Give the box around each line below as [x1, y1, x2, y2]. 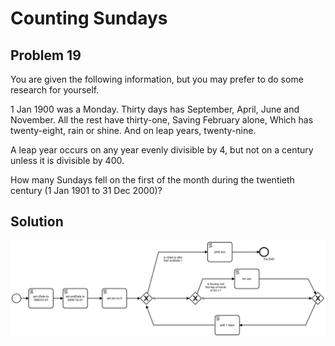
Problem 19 [10, 47, 82, 64]
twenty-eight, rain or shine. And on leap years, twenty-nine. [10, 125, 257, 136]
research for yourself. [10, 84, 100, 96]
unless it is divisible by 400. [10, 155, 125, 166]
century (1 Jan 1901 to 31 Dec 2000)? [10, 185, 163, 196]
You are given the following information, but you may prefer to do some [10, 73, 304, 85]
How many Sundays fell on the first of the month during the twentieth [10, 174, 295, 186]
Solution [10, 213, 64, 231]
